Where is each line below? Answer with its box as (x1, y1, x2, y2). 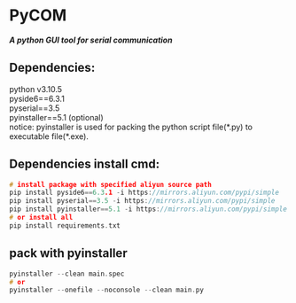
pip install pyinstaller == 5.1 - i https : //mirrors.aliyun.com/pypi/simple (9, 205, 288, 214)
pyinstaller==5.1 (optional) (9, 112, 104, 122)
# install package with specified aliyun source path (9, 180, 213, 189)
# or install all (9, 214, 74, 222)
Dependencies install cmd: (9, 157, 160, 172)
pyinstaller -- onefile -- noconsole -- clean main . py (9, 285, 204, 295)
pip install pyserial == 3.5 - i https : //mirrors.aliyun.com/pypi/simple (9, 197, 276, 206)
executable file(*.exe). (9, 130, 89, 142)
